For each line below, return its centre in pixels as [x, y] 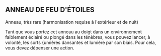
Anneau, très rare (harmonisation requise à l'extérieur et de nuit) [72, 22]
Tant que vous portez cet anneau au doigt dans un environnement [74, 32]
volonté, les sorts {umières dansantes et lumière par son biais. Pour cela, [81, 42]
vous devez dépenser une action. [40, 48]
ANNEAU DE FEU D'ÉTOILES [50, 10]
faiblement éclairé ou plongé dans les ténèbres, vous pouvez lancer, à [78, 37]
